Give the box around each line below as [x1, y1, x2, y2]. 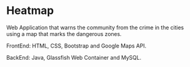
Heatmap [6, 4, 54, 18]
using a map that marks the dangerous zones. [6, 30, 122, 37]
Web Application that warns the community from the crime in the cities [6, 24, 185, 31]
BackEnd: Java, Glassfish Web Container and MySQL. [6, 54, 142, 61]
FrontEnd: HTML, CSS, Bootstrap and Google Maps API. [6, 42, 147, 49]
